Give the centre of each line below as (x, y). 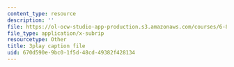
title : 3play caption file (46, 46)
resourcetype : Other (37, 40)
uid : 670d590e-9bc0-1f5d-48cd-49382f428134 (71, 53)
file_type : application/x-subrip (56, 33)
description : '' (31, 20)
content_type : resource (42, 14)
